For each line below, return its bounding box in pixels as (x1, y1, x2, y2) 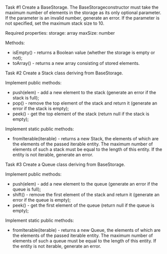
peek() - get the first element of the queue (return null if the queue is (12, 202, 154, 208)
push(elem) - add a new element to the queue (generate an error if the (12, 181, 158, 187)
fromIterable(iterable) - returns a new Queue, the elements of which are (12, 227, 161, 233)
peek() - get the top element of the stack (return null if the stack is (12, 111, 149, 117)
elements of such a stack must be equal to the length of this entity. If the (12, 146, 162, 152)
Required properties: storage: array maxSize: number (5, 30, 115, 36)
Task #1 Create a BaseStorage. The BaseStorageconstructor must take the (5, 5, 159, 10)
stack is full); (12, 95, 39, 101)
